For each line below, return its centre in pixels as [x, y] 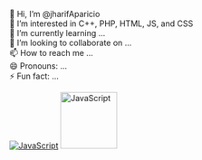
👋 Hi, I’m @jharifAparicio [55, 14]
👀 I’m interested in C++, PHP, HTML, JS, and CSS [101, 24]
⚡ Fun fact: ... [34, 76]
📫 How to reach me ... [51, 53]
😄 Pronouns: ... [38, 66]
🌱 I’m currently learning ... [58, 33]
